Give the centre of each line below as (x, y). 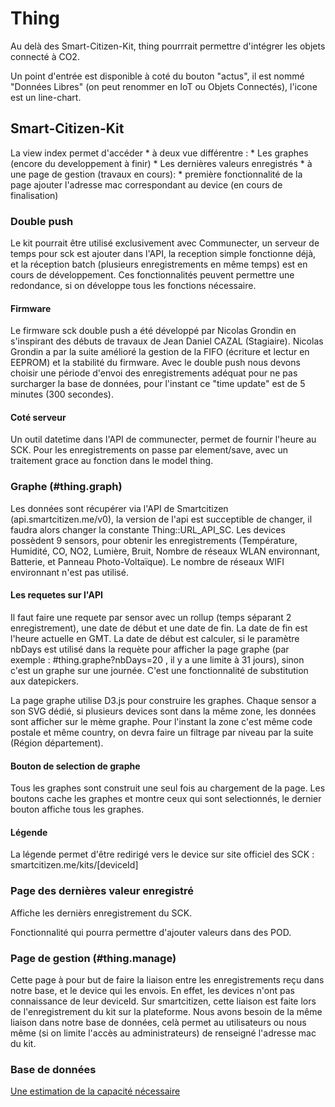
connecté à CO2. (45, 56)
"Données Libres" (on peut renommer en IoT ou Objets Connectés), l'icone (164, 86)
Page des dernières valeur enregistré (102, 891)
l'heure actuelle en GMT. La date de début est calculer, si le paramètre (155, 638)
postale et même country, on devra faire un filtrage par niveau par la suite (162, 732)
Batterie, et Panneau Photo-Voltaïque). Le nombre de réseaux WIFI (147, 561)
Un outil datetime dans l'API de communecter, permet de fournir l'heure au (163, 439)
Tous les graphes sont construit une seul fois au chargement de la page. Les (168, 788)
